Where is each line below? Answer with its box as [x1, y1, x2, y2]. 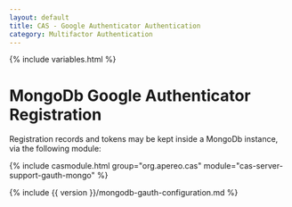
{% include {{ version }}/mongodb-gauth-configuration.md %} [9, 187, 239, 198]
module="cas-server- [203, 161, 283, 171]
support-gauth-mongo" [9, 170, 95, 181]
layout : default [9, 12, 69, 22]
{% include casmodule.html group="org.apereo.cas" [9, 161, 202, 171]
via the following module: [9, 144, 101, 154]
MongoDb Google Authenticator [9, 86, 251, 105]
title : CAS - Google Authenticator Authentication [9, 21, 201, 30]
